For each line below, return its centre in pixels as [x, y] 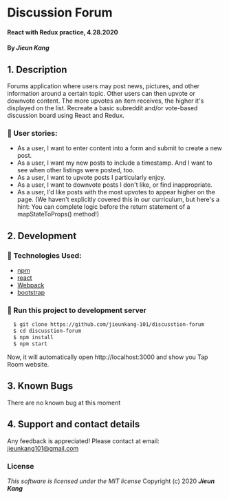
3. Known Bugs [40, 386]
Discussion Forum [60, 13]
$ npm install [33, 338]
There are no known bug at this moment [64, 403]
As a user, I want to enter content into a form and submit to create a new [119, 148]
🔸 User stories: [32, 134]
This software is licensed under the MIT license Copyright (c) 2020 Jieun [111, 481]
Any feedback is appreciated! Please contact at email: [83, 441]
